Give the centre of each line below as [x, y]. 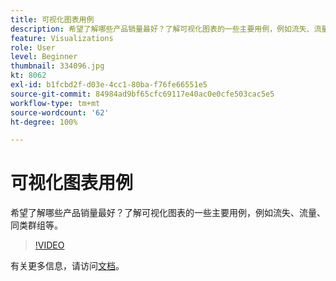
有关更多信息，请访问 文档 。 [67, 266]
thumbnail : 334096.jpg [57, 66]
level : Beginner [44, 57]
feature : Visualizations [62, 38]
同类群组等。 [36, 225]
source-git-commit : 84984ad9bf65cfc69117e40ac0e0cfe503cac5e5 [142, 94]
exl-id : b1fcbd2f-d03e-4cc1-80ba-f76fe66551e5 [109, 85]
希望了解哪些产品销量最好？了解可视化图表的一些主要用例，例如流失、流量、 [168, 213]
